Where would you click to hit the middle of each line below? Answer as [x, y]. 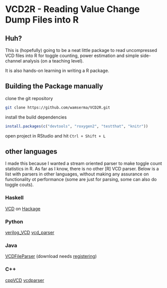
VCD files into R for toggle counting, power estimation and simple [72, 55]
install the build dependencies [36, 117]
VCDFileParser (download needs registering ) [51, 256]
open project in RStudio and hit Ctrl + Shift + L [55, 135]
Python [14, 221]
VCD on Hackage [23, 208]
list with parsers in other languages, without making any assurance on [77, 174]
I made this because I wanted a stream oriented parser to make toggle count [83, 163]
